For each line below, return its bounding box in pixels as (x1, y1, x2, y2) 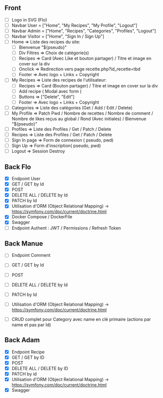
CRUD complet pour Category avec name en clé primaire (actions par (11, 316, 151, 322)
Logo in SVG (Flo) (11, 17, 47, 22)
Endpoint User (11, 176, 41, 181)
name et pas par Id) (11, 322, 52, 328)
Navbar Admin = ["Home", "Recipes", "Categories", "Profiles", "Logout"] (11, 28, 156, 34)
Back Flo (4, 163, 31, 171)
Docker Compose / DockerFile (11, 214, 72, 220)
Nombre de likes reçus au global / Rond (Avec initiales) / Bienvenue (11, 116, 146, 122)
